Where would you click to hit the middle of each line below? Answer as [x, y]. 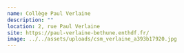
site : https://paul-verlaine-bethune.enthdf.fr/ [78, 33]
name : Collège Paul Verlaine [49, 13]
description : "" [30, 20]
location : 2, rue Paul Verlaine [53, 26]
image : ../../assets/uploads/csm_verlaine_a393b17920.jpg [92, 39]
